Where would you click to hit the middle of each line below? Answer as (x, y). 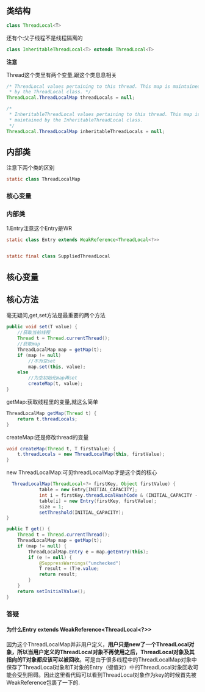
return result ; (58, 575)
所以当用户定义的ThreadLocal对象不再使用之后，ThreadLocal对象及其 (106, 652)
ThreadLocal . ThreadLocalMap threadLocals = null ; (71, 98)
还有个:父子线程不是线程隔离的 (45, 38)
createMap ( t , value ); (56, 384)
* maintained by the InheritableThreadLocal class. (76, 120)
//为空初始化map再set (53, 378)
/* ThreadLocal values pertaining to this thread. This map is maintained (103, 86)
